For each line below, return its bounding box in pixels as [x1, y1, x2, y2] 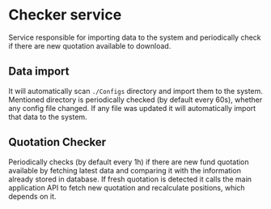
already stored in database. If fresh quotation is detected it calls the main [8, 174, 252, 184]
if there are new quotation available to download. [8, 41, 171, 50]
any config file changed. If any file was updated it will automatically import [8, 103, 256, 113]
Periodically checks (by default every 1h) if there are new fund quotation [8, 156, 249, 167]
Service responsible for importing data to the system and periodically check [8, 32, 261, 42]
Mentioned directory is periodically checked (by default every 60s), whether [8, 95, 263, 104]
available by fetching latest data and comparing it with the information [8, 165, 241, 175]
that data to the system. [8, 112, 87, 122]
